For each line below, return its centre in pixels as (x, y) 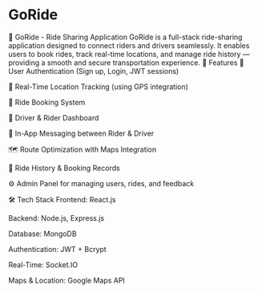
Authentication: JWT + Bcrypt (57, 249)
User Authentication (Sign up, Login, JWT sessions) (94, 71)
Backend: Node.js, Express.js (56, 218)
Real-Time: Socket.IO (43, 265)
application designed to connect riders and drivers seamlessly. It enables (129, 45)
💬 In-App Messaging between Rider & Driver (81, 133)
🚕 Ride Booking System (47, 102)
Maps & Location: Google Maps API (67, 280)
